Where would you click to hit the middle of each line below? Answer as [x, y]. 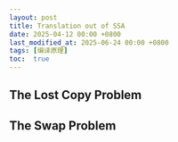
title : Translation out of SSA [67, 26]
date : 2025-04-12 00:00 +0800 [65, 34]
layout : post [33, 17]
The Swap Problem [63, 125]
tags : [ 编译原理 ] [39, 51]
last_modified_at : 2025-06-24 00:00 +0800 [89, 42]
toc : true [29, 59]
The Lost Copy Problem [76, 95]
